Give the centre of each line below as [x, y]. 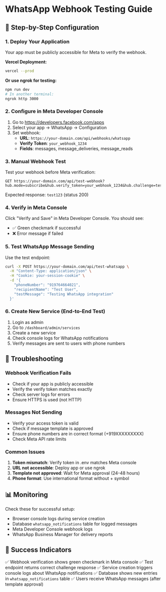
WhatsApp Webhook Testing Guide [79, 9]
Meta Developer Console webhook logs [52, 529]
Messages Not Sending [34, 412]
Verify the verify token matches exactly [52, 389]
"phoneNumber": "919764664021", [47, 285]
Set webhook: [26, 133]
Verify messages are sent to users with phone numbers [68, 343]
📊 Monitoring [27, 495]
